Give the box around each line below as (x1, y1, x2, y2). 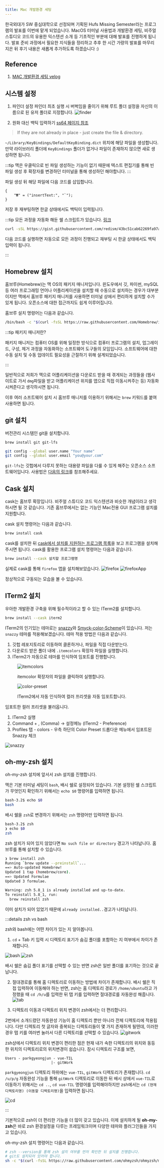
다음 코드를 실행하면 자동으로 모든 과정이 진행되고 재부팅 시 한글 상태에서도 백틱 (5, 236, 156, 242)
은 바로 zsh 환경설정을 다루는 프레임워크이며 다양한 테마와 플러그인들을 (12, 1123, 147, 1129)
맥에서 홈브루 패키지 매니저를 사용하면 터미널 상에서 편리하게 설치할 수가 (18, 293, 155, 299)
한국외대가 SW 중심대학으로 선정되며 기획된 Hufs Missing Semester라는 (5, 21, 143, 27)
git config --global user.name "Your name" (5, 449, 95, 454)
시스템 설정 (5, 89, 37, 98)
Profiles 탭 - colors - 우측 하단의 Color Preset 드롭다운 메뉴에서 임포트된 (12, 726, 152, 732)
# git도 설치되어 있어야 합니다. (5, 1154, 62, 1159)
